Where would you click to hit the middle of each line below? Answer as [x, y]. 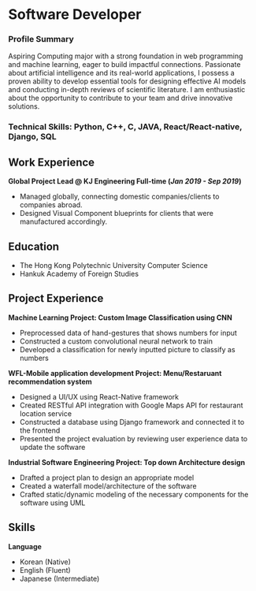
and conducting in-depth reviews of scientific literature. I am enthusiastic [127, 90]
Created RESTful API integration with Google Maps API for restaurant [131, 405]
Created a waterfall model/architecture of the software [108, 485]
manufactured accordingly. [63, 221]
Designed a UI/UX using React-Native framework [99, 396]
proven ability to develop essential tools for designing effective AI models [127, 81]
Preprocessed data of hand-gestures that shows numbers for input [128, 333]
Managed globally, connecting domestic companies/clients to [119, 197]
